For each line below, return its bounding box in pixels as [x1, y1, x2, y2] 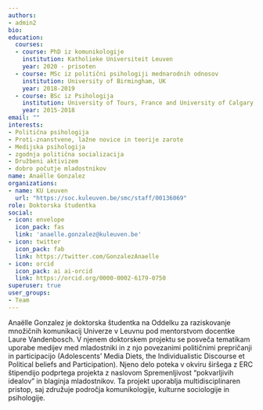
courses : [15, 41, 44, 49]
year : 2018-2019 [22, 84, 76, 93]
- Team [8, 296, 30, 304]
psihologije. [8, 393, 45, 402]
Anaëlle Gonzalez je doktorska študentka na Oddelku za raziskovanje [8, 317, 231, 327]
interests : [8, 121, 44, 129]
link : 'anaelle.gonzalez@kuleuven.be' [15, 231, 142, 239]
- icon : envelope [8, 216, 65, 224]
